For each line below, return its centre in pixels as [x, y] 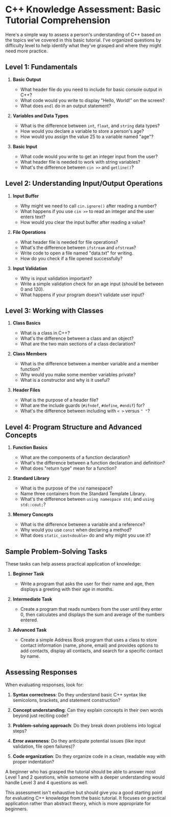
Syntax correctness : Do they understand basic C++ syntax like [79, 694]
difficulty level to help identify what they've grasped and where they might [83, 45]
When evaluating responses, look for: [45, 685]
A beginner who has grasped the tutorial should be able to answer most [81, 771]
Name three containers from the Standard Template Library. [83, 494]
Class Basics [27, 323]
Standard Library [31, 478]
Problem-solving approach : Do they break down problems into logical [87, 725]
